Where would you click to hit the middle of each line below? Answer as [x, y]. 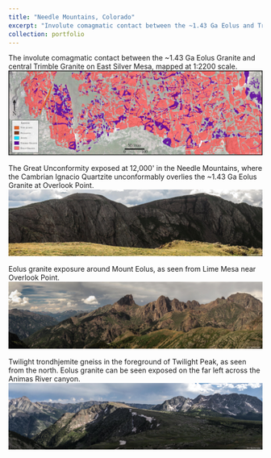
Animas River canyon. [44, 378]
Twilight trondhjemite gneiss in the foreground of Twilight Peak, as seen [127, 361]
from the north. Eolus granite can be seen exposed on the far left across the [134, 370]
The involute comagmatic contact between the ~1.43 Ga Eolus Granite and [132, 58]
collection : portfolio [46, 34]
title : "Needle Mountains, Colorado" [72, 17]
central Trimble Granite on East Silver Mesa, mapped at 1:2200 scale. [123, 67]
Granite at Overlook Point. [51, 185]
